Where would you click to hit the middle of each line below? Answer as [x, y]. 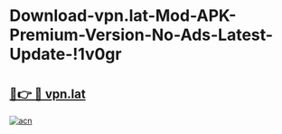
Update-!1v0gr [66, 54]
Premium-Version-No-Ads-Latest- [141, 35]
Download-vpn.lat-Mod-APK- [123, 16]
